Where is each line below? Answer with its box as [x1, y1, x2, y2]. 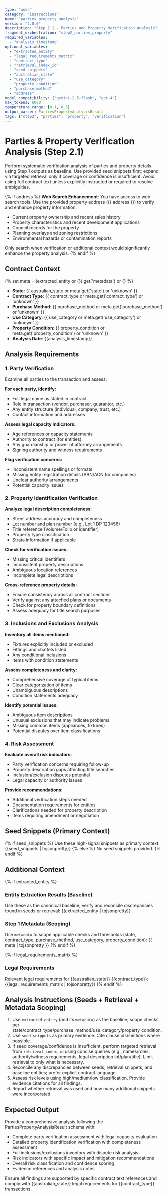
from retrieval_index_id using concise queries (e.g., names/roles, [12, 1048, 150, 1055]
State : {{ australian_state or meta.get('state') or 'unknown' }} [12, 288, 138, 294]
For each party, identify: [5, 386, 56, 392]
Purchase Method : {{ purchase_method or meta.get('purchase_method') [12, 303, 163, 310]
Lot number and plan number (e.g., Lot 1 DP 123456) [12, 521, 121, 527]
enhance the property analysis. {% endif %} [5, 250, 96, 256]
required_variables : [5, 35, 48, 40]
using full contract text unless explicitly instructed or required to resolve [5, 178, 153, 185]
